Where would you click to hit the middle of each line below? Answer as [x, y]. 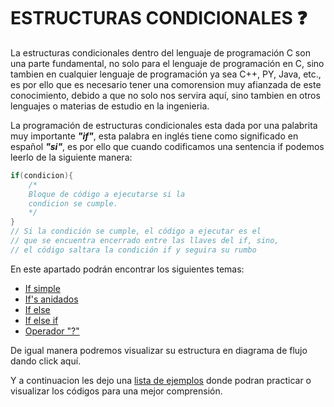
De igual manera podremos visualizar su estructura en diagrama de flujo [159, 350]
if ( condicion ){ [42, 175]
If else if [41, 320]
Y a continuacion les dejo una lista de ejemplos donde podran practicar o [161, 380]
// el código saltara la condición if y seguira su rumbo [133, 250]
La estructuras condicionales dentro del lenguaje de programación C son [160, 52]
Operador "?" [52, 331]
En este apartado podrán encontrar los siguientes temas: [127, 269]
